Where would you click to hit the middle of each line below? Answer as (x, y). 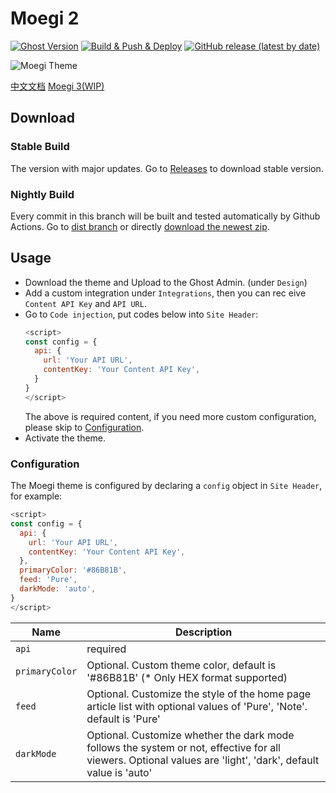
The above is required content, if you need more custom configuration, (170, 416)
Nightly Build (42, 194)
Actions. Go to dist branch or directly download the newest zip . (140, 226)
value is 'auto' (119, 772)
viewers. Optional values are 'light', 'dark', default (203, 760)
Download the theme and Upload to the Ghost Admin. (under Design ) (166, 282)
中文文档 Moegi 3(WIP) (57, 86)
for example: (36, 496)
